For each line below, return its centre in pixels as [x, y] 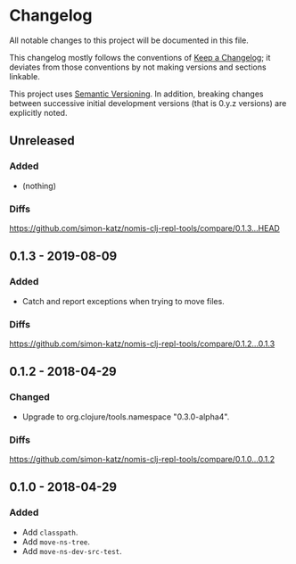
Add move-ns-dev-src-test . [72, 551]
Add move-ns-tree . [56, 542]
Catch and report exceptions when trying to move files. [123, 301]
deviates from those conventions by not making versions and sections [138, 67]
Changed [30, 397]
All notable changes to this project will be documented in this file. [129, 40]
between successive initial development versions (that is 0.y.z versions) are [148, 103]
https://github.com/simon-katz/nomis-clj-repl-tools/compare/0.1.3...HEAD [145, 228]
